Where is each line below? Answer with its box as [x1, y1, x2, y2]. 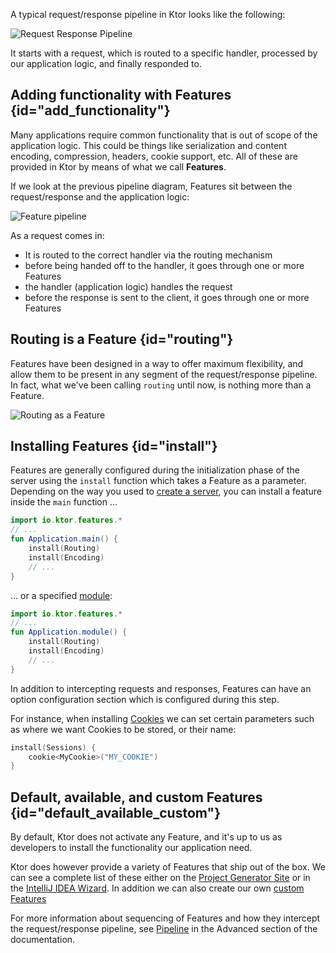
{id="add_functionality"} [10, 102, 171, 119]
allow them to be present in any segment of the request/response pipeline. [10, 368, 318, 380]
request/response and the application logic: [10, 190, 190, 203]
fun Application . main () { [10, 534, 118, 544]
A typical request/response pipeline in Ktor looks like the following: [10, 9, 286, 20]
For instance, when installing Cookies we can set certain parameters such [10, 712, 315, 724]
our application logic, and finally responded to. [10, 58, 202, 69]
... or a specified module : [10, 589, 113, 601]
